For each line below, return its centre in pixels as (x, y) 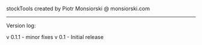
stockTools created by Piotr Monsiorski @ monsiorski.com (78, 9)
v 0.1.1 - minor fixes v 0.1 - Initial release (55, 37)
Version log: (21, 25)
